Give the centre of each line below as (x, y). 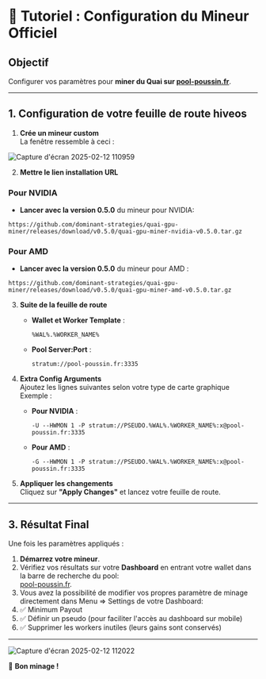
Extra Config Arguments (61, 379)
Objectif (28, 62)
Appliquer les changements (66, 484)
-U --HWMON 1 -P (58, 426)
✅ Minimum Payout (51, 610)
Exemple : (36, 395)
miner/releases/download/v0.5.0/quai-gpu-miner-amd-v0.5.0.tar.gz (120, 290)
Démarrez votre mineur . (60, 559)
